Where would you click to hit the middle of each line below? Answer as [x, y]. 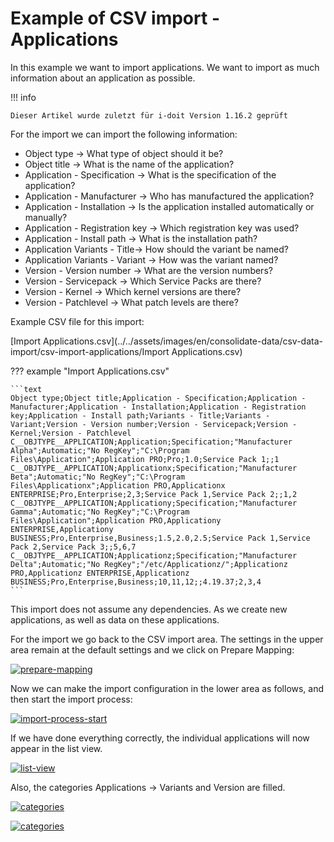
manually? [46, 217]
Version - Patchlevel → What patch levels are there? [131, 302]
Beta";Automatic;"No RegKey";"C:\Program [98, 477]
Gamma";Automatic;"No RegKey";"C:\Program [100, 512]
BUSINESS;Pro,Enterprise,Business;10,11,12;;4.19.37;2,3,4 [136, 582]
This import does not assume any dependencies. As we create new [149, 609]
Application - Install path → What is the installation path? [141, 238]
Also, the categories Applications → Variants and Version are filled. [148, 787]
